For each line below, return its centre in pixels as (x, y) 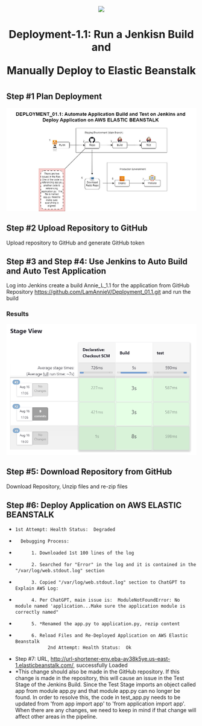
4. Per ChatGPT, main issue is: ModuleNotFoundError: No (106, 600)
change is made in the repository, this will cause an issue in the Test (99, 678)
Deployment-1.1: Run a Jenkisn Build (101, 35)
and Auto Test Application (56, 271)
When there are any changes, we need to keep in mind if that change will (106, 710)
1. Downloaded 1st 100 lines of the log (83, 553)
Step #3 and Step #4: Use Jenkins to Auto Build (97, 262)
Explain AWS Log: (37, 588)
